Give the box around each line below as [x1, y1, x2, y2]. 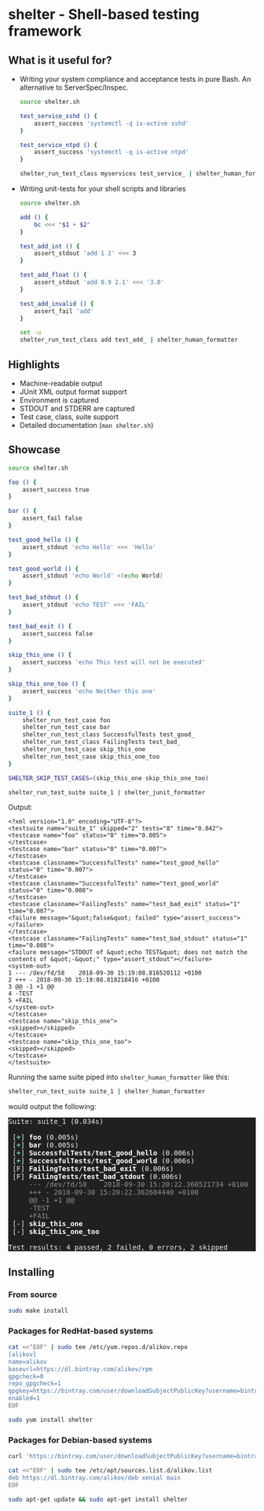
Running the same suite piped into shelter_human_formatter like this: [8, 1072, 230, 1082]
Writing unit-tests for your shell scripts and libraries [19, 184, 186, 193]
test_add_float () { [19, 271, 87, 279]
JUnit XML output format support [19, 387, 127, 396]
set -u [19, 329, 42, 337]
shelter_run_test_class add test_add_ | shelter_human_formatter [19, 336, 238, 344]
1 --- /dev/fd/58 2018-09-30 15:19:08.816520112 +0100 [8, 969, 202, 977]
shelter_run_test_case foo [22, 716, 111, 724]
